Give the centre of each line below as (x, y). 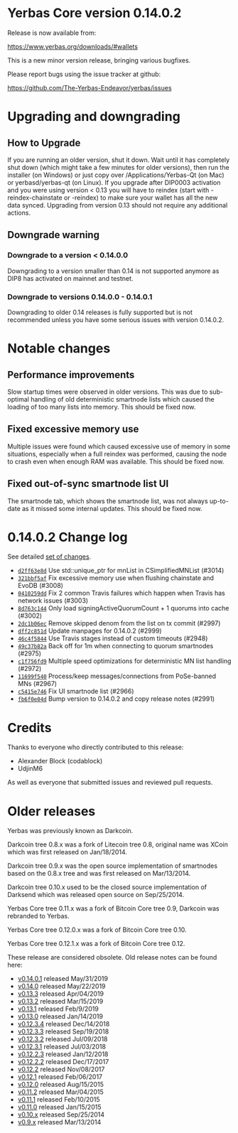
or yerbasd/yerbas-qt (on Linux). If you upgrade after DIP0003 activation (114, 182)
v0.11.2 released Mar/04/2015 (61, 1092)
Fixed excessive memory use (73, 429)
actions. (19, 213)
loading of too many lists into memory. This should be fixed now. (102, 407)
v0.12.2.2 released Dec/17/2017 (63, 1062)
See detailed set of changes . (49, 557)
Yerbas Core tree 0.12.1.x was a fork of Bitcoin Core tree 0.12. (96, 944)
